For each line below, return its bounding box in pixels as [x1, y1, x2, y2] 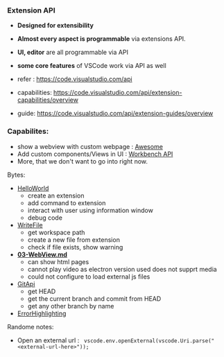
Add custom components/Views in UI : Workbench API [17, 150, 173, 158]
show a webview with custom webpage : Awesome [17, 142, 163, 150]
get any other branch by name [27, 302, 114, 310]
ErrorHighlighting [17, 309, 67, 317]
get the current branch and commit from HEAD [27, 294, 162, 303]
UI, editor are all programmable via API [17, 48, 128, 57]
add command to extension [27, 198, 106, 207]
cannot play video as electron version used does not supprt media [27, 265, 217, 273]
